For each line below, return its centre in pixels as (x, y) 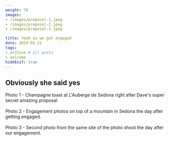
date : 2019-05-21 (24, 43)
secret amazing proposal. (32, 101)
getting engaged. (23, 117)
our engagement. (23, 133)
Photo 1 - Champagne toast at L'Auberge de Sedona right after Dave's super (85, 95)
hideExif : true (21, 62)
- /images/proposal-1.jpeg (34, 19)
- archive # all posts (29, 52)
